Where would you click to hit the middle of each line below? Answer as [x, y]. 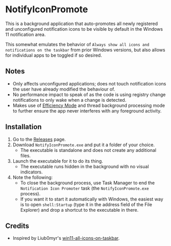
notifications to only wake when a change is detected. [69, 100]
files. [26, 155]
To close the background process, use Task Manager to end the [88, 183]
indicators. [31, 172]
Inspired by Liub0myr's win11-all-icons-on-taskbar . [66, 238]
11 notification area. [26, 34]
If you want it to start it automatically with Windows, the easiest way [92, 199]
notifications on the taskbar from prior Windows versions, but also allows [85, 50]
